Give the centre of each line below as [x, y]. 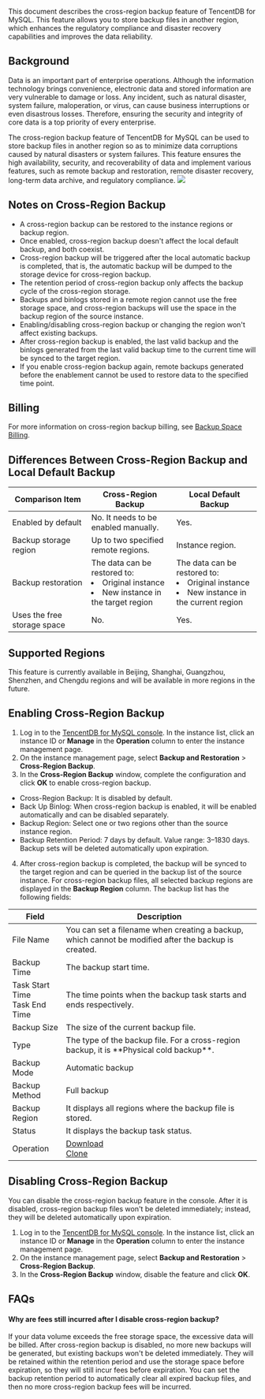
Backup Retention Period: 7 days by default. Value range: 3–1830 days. [134, 839]
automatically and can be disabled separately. [94, 814]
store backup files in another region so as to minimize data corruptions [123, 146]
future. [19, 689]
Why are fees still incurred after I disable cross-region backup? [114, 1319]
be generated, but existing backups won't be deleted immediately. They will [131, 1353]
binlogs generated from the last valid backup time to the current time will [138, 349]
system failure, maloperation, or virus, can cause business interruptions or [129, 105]
